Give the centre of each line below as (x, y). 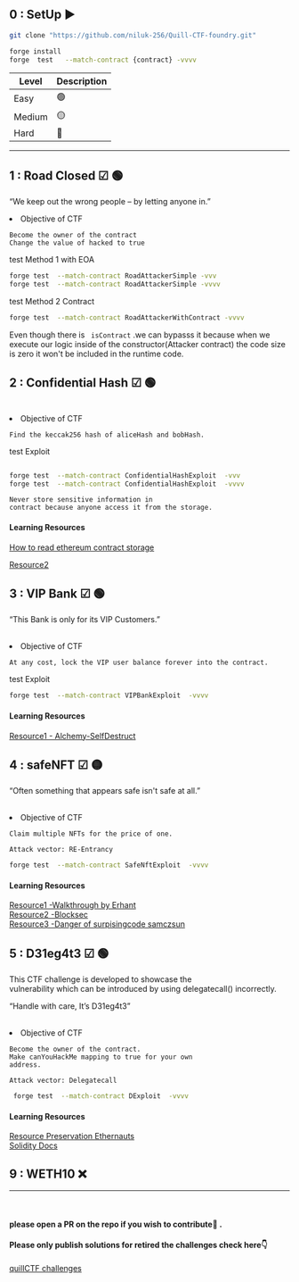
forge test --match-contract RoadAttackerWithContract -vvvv (127, 318)
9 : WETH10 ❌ (48, 1174)
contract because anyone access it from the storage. (111, 508)
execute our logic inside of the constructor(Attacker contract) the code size (148, 344)
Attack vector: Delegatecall (63, 1081)
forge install (36, 51)
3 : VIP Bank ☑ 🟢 (57, 594)
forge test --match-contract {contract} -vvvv (103, 60)
